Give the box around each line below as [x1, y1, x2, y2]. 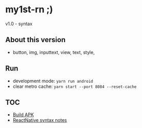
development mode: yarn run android [12, 78, 93, 84]
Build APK [12, 112, 34, 118]
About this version [5, 35, 66, 44]
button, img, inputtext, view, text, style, [12, 49, 95, 55]
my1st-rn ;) [5, 4, 53, 15]
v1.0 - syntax [5, 21, 33, 27]
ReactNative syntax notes [12, 117, 67, 123]
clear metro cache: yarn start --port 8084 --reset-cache [12, 83, 137, 89]
